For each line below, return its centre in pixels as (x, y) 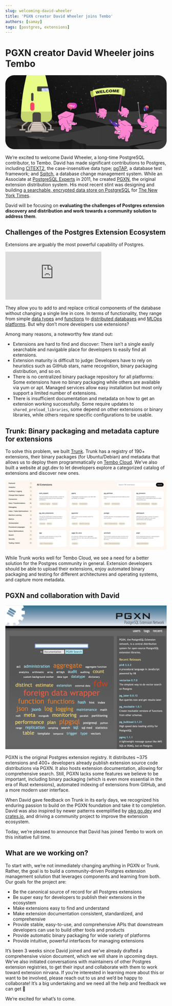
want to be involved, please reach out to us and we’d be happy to (74, 978)
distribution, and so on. (37, 371)
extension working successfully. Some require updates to (73, 404)
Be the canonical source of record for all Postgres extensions (77, 892)
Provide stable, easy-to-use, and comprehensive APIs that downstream (88, 924)
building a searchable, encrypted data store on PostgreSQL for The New (81, 190)
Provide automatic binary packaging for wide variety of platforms (81, 935)
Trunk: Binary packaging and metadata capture (82, 431)
